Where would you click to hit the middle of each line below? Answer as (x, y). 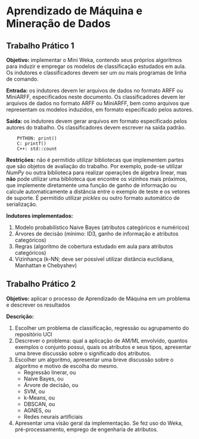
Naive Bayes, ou (43, 378)
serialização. (22, 204)
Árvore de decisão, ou (51, 385)
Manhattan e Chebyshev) (46, 265)
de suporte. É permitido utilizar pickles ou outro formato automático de (93, 198)
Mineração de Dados (58, 24)
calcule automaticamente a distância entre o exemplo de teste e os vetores (98, 191)
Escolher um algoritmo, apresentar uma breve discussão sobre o (94, 360)
